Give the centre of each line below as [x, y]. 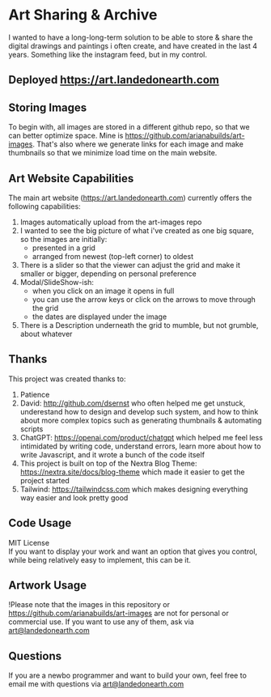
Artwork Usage [48, 585]
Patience [35, 394]
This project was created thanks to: [67, 379]
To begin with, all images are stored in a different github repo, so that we [129, 127]
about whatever [46, 334]
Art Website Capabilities [71, 178]
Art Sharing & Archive [83, 15]
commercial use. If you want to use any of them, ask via [101, 622]
